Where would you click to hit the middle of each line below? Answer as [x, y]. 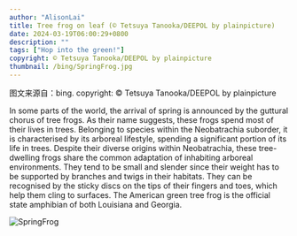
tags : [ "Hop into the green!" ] [67, 50]
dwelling [24, 157]
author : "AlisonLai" [47, 17]
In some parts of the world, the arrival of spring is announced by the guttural [149, 110]
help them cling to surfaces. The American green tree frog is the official [140, 194]
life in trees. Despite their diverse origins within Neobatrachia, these [133, 148]
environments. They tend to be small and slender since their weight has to [144, 167]
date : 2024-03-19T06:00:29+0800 [69, 34]
